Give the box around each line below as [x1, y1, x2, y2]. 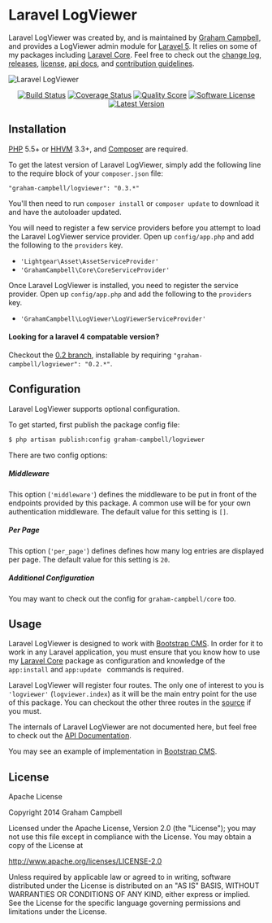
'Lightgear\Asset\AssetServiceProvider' [19, 257, 159, 265]
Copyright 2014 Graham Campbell [8, 807, 123, 817]
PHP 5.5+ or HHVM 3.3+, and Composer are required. [8, 144, 188, 154]
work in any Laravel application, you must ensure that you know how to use [8, 647, 261, 657]
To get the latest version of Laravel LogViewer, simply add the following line [8, 160, 261, 169]
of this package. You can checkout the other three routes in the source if [8, 698, 252, 707]
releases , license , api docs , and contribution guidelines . [8, 59, 195, 68]
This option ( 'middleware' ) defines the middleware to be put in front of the [8, 489, 257, 499]
